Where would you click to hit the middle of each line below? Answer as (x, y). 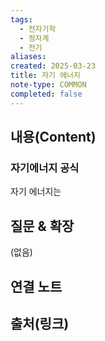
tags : (21, 19)
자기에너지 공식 (45, 168)
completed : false (46, 94)
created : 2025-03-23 (53, 66)
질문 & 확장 (42, 226)
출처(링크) (40, 323)
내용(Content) (53, 137)
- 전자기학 (38, 29)
